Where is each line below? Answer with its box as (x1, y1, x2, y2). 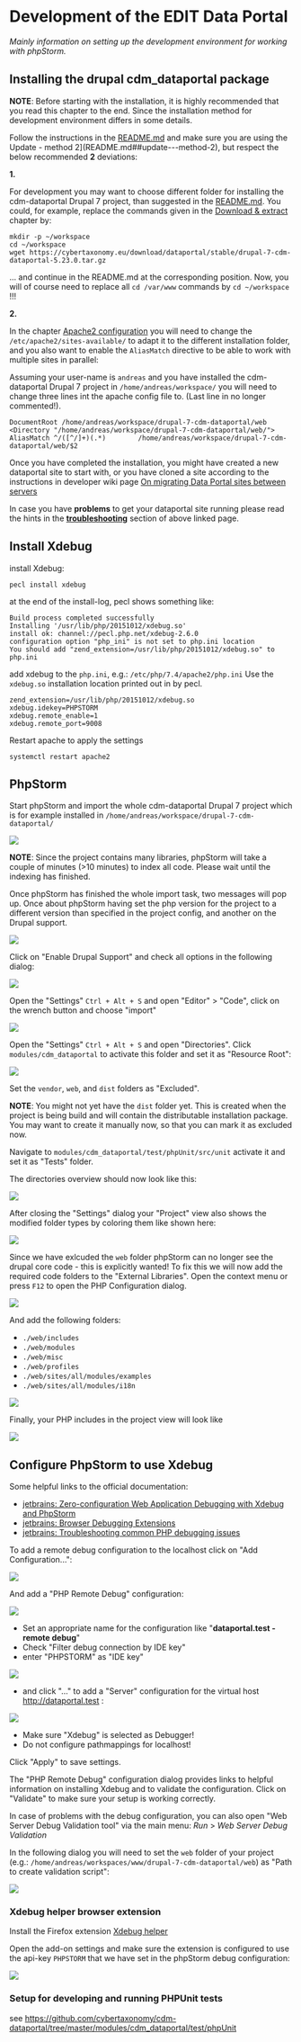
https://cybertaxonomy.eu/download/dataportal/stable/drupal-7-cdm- (29, 247, 292, 257)
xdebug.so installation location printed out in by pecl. (9, 677, 203, 689)
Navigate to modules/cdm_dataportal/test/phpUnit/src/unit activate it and (9, 1147, 286, 1158)
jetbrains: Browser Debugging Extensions (22, 1518, 176, 1528)
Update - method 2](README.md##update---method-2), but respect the (9, 141, 279, 152)
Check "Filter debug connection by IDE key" (22, 1642, 186, 1652)
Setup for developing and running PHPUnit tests (9, 1993, 223, 2005)
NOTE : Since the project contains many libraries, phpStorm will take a (9, 852, 267, 863)
